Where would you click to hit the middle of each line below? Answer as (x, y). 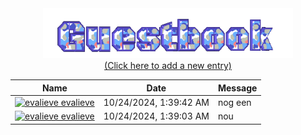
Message (237, 88)
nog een (234, 102)
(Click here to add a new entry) (168, 65)
